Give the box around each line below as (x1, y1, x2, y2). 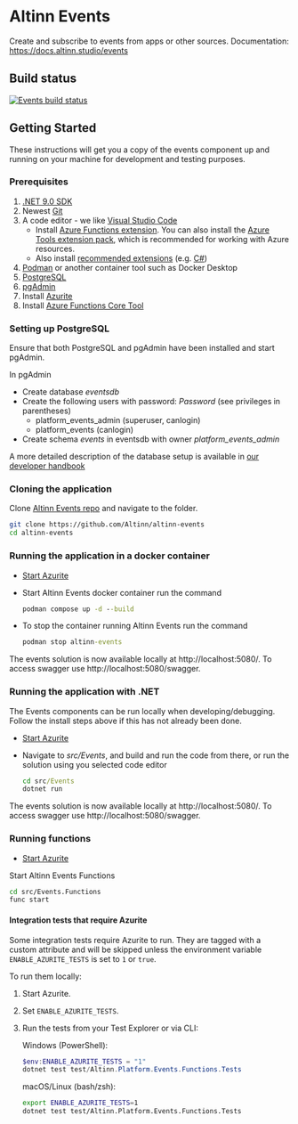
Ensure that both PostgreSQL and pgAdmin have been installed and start (9, 343, 276, 354)
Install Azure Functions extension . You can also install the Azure (35, 224, 270, 235)
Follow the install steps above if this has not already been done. (9, 715, 242, 726)
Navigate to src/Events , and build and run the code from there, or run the (21, 750, 290, 761)
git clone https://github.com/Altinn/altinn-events (9, 520, 205, 529)
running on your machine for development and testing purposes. (9, 153, 246, 164)
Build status (9, 71, 77, 86)
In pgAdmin (9, 370, 52, 380)
